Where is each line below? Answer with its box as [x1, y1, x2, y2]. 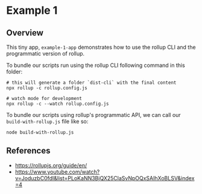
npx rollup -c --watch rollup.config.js [6, 101, 110, 107]
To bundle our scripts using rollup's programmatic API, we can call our [6, 111, 181, 118]
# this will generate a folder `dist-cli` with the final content [6, 80, 177, 86]
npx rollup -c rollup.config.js [6, 85, 87, 91]
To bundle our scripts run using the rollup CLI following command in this [6, 61, 185, 69]
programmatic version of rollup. [6, 50, 85, 57]
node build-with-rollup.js [6, 130, 74, 136]
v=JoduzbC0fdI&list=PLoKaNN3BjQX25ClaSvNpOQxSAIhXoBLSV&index [14, 174, 195, 181]
